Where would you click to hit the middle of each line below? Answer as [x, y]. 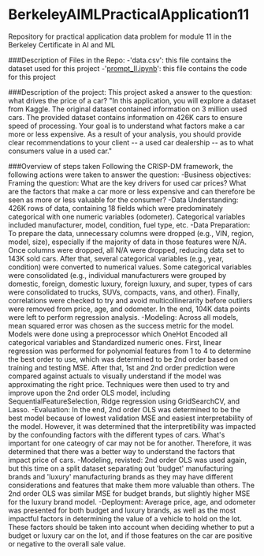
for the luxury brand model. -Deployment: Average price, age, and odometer [132, 502]
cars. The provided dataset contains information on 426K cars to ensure [125, 117]
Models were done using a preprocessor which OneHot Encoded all [118, 334]
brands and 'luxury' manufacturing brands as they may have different [121, 476]
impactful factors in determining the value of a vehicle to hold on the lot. [125, 518]
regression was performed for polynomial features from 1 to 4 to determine [130, 351]
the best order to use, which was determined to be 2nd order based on [123, 359]
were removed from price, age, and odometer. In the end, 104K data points [129, 309]
